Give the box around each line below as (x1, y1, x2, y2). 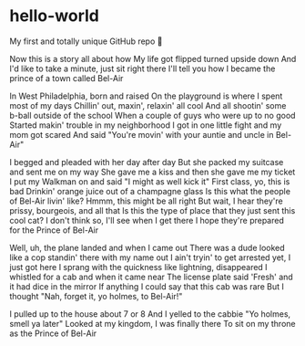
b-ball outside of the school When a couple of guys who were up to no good (9, 110, 296, 121)
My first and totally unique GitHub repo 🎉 (9, 36, 163, 47)
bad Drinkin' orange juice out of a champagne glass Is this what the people (9, 185, 291, 196)
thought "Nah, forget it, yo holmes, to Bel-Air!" (9, 290, 183, 301)
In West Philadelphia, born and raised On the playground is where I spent (9, 90, 283, 101)
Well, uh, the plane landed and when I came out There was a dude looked (9, 242, 285, 253)
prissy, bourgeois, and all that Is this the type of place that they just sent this (9, 204, 296, 215)
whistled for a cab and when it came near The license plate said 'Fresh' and (9, 271, 293, 282)
